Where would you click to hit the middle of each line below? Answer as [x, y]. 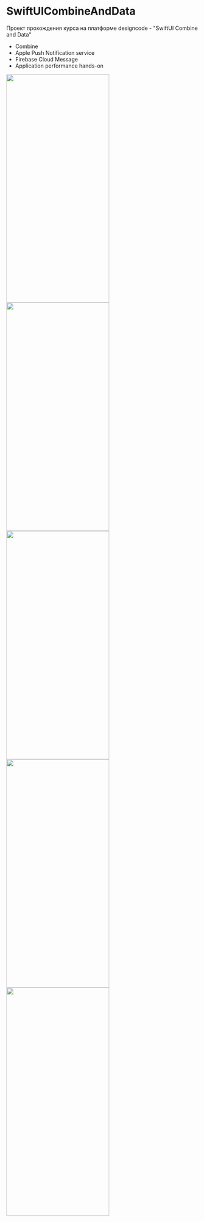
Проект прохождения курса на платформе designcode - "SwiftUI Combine [102, 28]
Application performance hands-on [59, 66]
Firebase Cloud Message [46, 59]
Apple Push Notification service [55, 52]
